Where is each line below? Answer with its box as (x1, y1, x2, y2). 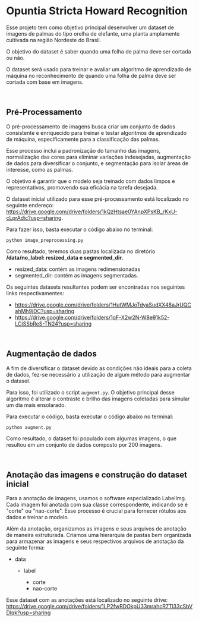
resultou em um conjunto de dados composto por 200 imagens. (6, 441, 162, 448)
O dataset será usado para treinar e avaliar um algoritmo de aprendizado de (6, 65, 192, 72)
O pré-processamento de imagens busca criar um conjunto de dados (6, 123, 176, 130)
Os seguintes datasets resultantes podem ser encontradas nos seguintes (6, 283, 185, 291)
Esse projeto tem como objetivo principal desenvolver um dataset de (6, 24, 174, 31)
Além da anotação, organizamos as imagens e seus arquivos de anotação (6, 525, 187, 532)
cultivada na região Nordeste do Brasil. (6, 36, 102, 43)
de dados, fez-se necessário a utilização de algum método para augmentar (6, 371, 190, 378)
